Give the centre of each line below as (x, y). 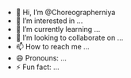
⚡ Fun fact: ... (37, 67)
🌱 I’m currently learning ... (58, 29)
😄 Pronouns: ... (41, 58)
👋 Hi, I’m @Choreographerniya (65, 12)
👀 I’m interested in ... (49, 21)
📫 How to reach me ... (52, 47)
